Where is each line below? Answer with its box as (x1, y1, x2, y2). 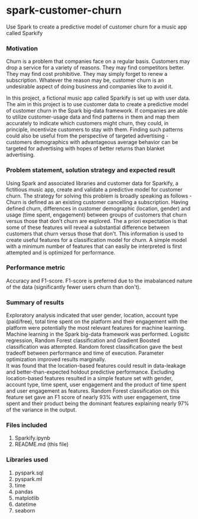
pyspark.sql (14, 469, 44, 476)
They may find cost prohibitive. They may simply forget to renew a (6, 71, 168, 78)
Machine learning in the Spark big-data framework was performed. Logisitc (6, 330, 190, 338)
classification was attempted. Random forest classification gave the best (6, 343, 183, 351)
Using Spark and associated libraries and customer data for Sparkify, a (6, 179, 178, 187)
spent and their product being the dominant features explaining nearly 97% (6, 400, 189, 407)
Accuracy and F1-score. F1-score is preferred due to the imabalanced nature (6, 277, 193, 284)
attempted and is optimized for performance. (6, 249, 115, 256)
